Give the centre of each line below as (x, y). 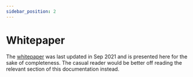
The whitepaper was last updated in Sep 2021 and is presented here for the (97, 57)
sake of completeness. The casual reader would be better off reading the (94, 62)
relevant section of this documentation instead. (63, 69)
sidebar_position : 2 (31, 11)
